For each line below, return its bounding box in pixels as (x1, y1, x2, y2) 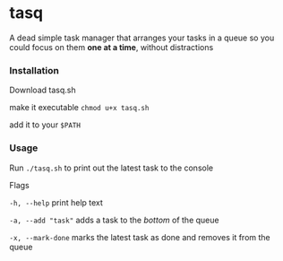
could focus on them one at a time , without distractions (9, 41, 214, 52)
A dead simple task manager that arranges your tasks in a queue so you (9, 32, 275, 43)
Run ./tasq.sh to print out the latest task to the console (9, 162, 213, 173)
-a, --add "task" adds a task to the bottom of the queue (9, 214, 219, 225)
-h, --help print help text (9, 196, 103, 208)
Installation (9, 64, 60, 76)
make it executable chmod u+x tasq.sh (9, 102, 150, 113)
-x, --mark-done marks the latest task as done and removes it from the (9, 231, 270, 242)
